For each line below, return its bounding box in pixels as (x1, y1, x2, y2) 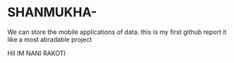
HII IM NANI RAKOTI (7, 49, 66, 57)
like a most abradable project (7, 35, 92, 43)
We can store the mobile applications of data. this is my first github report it (7, 28, 227, 36)
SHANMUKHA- (7, 4, 98, 21)
